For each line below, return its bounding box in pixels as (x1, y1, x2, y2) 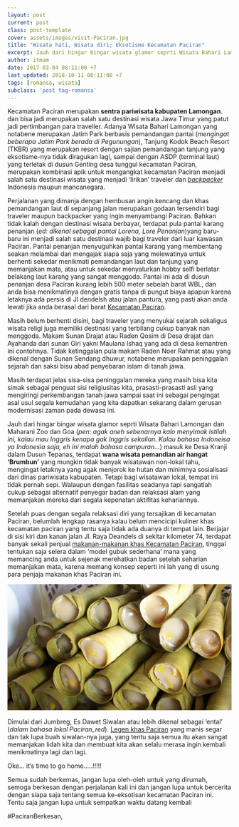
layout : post (7, 11, 46, 19)
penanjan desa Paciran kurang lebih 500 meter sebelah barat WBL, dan (7, 280, 217, 289)
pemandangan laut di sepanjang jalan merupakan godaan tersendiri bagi (7, 204, 220, 213)
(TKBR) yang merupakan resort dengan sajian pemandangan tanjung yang (7, 145, 225, 153)
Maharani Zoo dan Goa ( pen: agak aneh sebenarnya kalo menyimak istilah (7, 428, 227, 436)
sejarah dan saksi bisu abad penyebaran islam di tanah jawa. (7, 362, 186, 371)
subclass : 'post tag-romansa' (7, 86, 97, 94)
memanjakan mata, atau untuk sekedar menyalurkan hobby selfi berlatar (7, 264, 219, 274)
